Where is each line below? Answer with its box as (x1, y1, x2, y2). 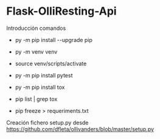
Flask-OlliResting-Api (6, 4, 117, 18)
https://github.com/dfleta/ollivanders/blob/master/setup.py (6, 125, 154, 132)
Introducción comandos (6, 24, 66, 32)
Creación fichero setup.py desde (6, 119, 89, 126)
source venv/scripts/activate (15, 60, 87, 67)
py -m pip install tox (15, 84, 65, 91)
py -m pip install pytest (15, 71, 73, 79)
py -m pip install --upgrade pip (15, 36, 92, 43)
